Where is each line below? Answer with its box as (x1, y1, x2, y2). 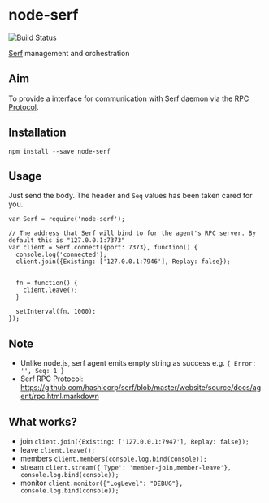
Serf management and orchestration (8, 48, 130, 58)
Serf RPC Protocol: (20, 374, 84, 384)
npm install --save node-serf (8, 147, 111, 155)
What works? (8, 414, 77, 428)
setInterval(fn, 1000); (15, 307, 96, 316)
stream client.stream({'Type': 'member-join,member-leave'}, (20, 462, 232, 472)
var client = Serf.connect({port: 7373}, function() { (8, 244, 198, 252)
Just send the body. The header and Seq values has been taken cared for (8, 191, 253, 201)
